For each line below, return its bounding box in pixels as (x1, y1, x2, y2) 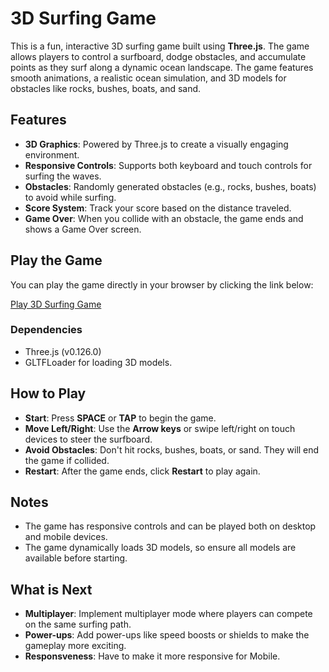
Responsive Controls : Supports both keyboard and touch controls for (24, 159, 313, 171)
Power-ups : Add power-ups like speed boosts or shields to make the (24, 629, 310, 641)
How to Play (10, 385, 87, 402)
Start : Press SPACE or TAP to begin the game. (24, 412, 217, 424)
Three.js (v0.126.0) (24, 345, 102, 357)
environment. (24, 148, 80, 161)
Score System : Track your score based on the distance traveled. (24, 202, 292, 214)
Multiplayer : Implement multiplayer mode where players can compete (24, 608, 313, 620)
